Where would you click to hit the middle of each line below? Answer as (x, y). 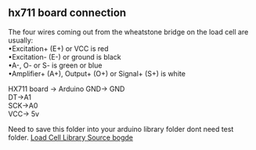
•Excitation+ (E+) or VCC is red (58, 48)
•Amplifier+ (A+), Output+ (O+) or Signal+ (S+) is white (97, 73)
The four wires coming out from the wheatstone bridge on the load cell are (128, 31)
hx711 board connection (67, 13)
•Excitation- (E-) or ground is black (65, 57)
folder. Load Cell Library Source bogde (70, 137)
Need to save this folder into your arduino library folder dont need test (121, 129)
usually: (21, 40)
